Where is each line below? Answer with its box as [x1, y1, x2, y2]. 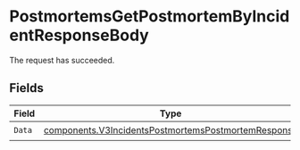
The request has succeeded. [9, 54, 115, 65]
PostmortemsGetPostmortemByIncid [9, 6, 290, 27]
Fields [9, 80, 45, 96]
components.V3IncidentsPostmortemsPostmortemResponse [43, 124, 298, 137]
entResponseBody [9, 25, 149, 46]
